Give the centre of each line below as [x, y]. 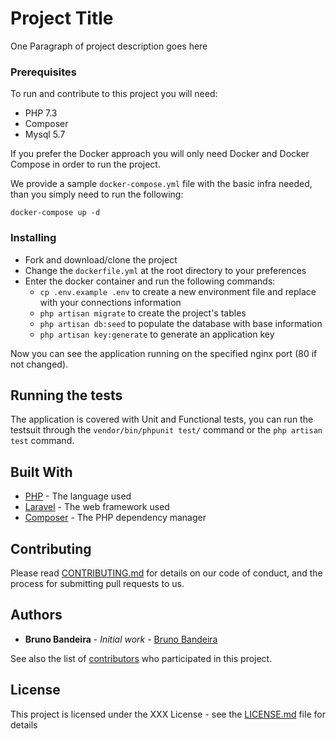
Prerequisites [43, 72]
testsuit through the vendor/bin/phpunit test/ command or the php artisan [166, 430]
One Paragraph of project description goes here [109, 46]
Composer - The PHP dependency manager [115, 518]
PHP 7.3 [41, 113]
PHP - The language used [78, 496]
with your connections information [110, 302]
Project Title [62, 18]
